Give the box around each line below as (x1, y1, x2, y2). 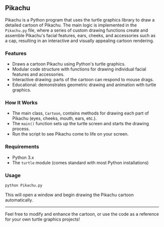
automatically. (5, 197, 33, 203)
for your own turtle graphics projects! (5, 216, 80, 222)
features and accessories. (12, 71, 65, 77)
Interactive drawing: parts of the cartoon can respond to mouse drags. (12, 77, 154, 83)
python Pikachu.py (5, 183, 42, 188)
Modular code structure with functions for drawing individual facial (12, 66, 146, 72)
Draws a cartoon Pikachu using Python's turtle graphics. (12, 61, 126, 67)
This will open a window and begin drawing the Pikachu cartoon (5, 192, 134, 198)
